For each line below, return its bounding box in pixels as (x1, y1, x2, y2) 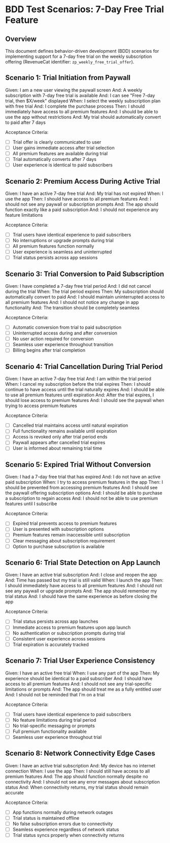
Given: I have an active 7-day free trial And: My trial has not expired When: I (5, 190, 163, 196)
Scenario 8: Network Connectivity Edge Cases (5, 749, 156, 758)
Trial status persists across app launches (12, 618, 98, 625)
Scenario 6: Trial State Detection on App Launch (5, 558, 161, 567)
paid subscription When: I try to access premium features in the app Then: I (5, 479, 163, 485)
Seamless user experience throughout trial (12, 734, 102, 740)
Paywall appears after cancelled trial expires (12, 440, 106, 446)
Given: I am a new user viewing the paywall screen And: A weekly (5, 87, 143, 93)
